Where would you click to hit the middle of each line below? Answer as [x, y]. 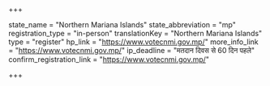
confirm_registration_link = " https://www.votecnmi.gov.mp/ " [109, 59]
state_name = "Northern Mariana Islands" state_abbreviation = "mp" [122, 25]
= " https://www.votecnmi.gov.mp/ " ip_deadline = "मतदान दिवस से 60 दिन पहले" [132, 50]
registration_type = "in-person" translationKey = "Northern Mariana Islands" [135, 33]
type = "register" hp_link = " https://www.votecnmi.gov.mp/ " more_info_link [134, 42]
